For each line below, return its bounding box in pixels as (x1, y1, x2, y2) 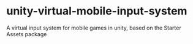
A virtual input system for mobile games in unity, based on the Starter (6, 24, 182, 31)
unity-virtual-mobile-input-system (6, 4, 187, 18)
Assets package (6, 30, 47, 37)
